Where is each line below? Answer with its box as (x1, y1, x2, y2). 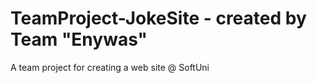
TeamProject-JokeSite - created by (10, 7, 307, 30)
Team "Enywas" (10, 28, 148, 51)
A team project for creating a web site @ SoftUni (10, 61, 210, 73)
